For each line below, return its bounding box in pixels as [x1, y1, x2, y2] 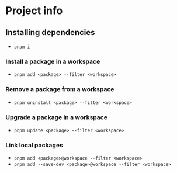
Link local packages [5, 141, 64, 149]
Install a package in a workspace [5, 57, 100, 65]
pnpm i [13, 44, 30, 50]
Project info [5, 4, 63, 18]
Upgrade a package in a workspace [5, 113, 107, 121]
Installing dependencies [5, 27, 95, 37]
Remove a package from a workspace [5, 85, 114, 94]
